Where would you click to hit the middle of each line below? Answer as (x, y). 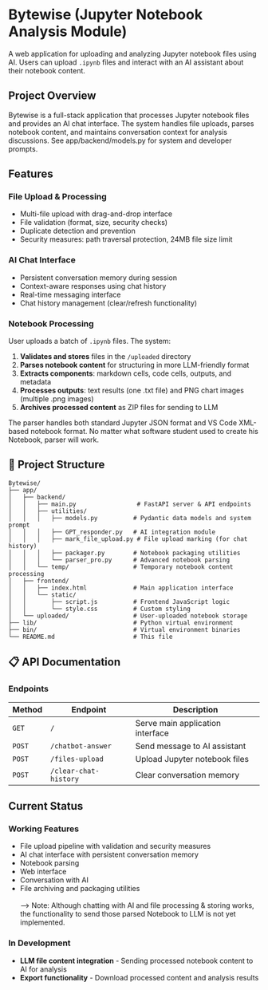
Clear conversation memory (187, 775)
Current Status (46, 806)
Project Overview (52, 96)
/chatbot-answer (81, 746)
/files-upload (77, 759)
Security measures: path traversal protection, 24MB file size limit (126, 239)
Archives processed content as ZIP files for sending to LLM (119, 408)
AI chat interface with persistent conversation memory (109, 854)
